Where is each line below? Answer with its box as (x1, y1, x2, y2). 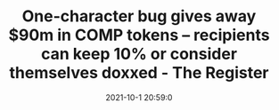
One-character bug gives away (21, 6, 257, 27)
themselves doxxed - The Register (9, 63, 269, 83)
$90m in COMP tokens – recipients (8, 25, 270, 45)
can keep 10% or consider (41, 44, 237, 64)
